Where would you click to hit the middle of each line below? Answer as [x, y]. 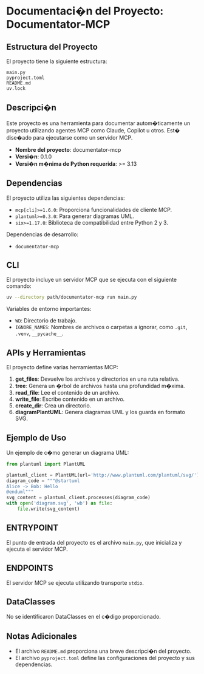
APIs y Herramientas [46, 352]
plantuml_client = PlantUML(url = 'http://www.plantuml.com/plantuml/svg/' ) [103, 475]
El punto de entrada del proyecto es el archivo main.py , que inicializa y [94, 542]
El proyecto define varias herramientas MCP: [62, 367]
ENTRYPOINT [32, 528]
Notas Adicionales [42, 636]
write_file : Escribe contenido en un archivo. [70, 399]
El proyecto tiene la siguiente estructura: [57, 61]
